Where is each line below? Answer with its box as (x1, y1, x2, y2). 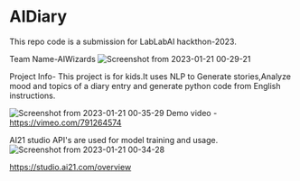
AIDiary (9, 6, 68, 27)
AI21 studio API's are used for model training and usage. (9, 134, 219, 145)
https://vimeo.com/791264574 (9, 117, 122, 128)
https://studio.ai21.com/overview (9, 161, 132, 172)
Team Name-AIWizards (9, 53, 97, 64)
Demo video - (165, 107, 218, 118)
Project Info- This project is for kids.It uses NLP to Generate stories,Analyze (9, 70, 292, 82)
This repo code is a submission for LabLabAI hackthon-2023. (9, 36, 237, 47)
